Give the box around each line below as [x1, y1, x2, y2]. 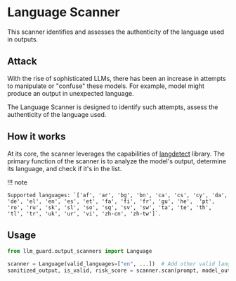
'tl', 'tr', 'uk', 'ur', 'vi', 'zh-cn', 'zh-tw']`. [7, 210, 162, 217]
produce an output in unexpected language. [7, 89, 135, 97]
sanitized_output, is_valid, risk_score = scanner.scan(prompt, [7, 267, 199, 275]
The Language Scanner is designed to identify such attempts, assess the [7, 103, 218, 111]
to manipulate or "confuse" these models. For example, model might [7, 82, 205, 90]
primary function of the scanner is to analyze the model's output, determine [7, 156, 227, 166]
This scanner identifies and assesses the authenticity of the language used [7, 27, 225, 36]
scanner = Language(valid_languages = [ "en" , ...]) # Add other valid [7, 261, 216, 268]
